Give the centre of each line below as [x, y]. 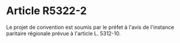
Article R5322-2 [46, 11]
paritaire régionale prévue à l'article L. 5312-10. [64, 33]
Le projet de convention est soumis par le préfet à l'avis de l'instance [90, 27]
